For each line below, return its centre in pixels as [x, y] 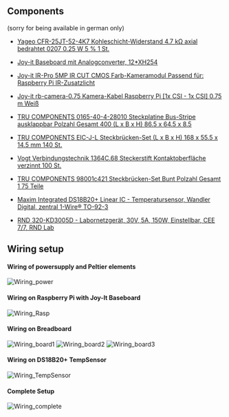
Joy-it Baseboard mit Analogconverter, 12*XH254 [87, 62]
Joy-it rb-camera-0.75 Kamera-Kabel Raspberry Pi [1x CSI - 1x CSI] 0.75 [119, 96]
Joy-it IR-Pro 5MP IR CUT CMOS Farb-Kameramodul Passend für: [110, 75]
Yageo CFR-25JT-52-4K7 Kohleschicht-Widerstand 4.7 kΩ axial [107, 41]
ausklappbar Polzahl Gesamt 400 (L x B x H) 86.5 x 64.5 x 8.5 [104, 124]
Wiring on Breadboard [40, 329]
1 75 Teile [30, 186]
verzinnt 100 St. [39, 165]
